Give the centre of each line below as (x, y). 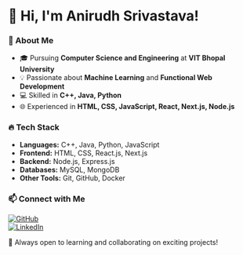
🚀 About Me (31, 41)
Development (42, 86)
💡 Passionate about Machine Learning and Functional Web (116, 78)
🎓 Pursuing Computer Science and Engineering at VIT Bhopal (122, 58)
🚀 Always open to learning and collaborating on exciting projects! (113, 242)
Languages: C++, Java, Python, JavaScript (89, 144)
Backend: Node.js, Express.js (67, 161)
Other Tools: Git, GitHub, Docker (72, 178)
